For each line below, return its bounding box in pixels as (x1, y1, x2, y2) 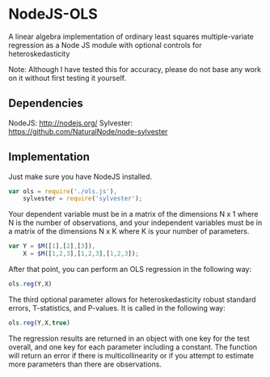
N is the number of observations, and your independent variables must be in (8, 218, 263, 227)
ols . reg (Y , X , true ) (8, 319, 70, 327)
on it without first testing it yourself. (8, 73, 127, 83)
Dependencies (8, 96, 83, 110)
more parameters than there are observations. (8, 359, 162, 369)
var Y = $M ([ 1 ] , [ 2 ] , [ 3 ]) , (8, 242, 96, 251)
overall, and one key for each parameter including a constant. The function (8, 341, 257, 352)
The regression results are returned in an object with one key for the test (8, 333, 250, 343)
